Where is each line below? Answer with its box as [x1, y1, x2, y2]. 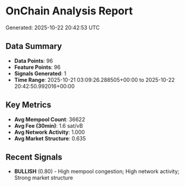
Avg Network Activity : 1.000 [14, 128, 85, 136]
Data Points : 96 [14, 57, 53, 64]
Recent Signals [5, 152, 63, 162]
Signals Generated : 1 [14, 70, 67, 77]
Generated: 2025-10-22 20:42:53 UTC [5, 24, 100, 31]
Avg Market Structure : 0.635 [14, 134, 86, 142]
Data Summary [5, 41, 62, 51]
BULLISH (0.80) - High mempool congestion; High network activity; [14, 168, 180, 175]
